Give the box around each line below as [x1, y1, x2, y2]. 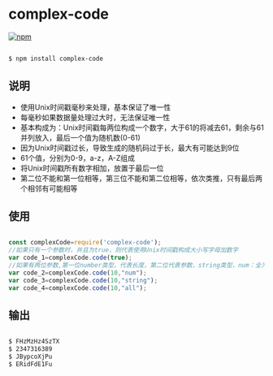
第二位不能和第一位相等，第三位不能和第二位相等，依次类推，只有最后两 [19, 173, 262, 183]
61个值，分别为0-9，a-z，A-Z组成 [19, 153, 136, 162]
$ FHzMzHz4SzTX [8, 338, 60, 346]
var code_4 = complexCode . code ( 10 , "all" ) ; [8, 283, 148, 292]
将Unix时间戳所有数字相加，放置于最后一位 [19, 163, 164, 173]
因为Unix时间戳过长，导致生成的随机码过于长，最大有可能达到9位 [19, 143, 240, 153]
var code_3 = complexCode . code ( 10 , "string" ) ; [8, 276, 158, 284]
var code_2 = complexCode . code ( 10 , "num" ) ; [8, 269, 148, 277]
